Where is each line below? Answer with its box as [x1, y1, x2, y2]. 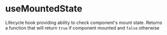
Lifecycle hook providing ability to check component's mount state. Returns [5, 19, 162, 25]
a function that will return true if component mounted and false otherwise [5, 24, 160, 30]
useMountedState [5, 3, 82, 14]
